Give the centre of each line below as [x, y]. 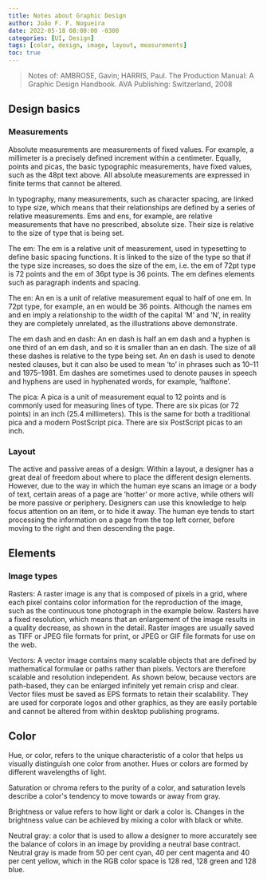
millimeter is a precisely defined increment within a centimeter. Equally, [125, 157]
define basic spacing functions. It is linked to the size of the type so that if [130, 257]
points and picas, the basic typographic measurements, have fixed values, [130, 166]
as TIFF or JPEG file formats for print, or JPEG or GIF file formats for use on [132, 636]
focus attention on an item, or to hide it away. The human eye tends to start [132, 511]
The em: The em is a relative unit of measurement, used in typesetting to [128, 248]
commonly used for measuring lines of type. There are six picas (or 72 [124, 405]
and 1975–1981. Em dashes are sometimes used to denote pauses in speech [133, 373]
